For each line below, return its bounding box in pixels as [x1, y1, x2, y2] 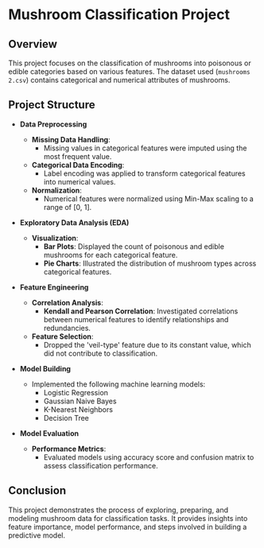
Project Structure [8, 98, 95, 112]
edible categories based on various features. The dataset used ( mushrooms [8, 67, 250, 76]
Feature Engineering [19, 282, 89, 292]
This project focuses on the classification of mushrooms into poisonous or [8, 58, 252, 68]
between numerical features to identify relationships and [43, 314, 229, 324]
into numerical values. [43, 177, 116, 186]
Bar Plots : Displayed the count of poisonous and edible [43, 241, 225, 251]
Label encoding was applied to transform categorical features [43, 169, 247, 178]
